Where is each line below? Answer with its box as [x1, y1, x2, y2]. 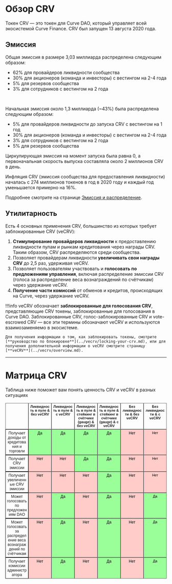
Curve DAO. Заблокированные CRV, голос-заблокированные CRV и [5, 313, 152, 319]
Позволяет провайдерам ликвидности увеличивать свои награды [12, 254, 160, 260]
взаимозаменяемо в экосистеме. [5, 324, 79, 331]
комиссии [8, 563, 26, 568]
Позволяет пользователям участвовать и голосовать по [12, 265, 137, 272]
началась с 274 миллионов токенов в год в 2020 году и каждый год [5, 179, 154, 185]
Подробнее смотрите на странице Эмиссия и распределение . [5, 194, 142, 200]
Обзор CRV [5, 3, 55, 15]
